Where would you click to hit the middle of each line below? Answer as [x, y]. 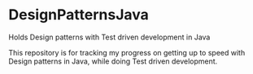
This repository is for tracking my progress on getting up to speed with [127, 52]
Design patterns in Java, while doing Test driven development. [113, 61]
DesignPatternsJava [79, 15]
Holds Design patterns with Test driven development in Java [109, 37]
